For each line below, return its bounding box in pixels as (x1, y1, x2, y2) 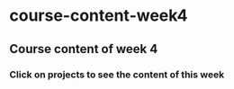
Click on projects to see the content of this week (9, 68, 225, 81)
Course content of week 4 (9, 41, 158, 57)
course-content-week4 (9, 5, 188, 26)
